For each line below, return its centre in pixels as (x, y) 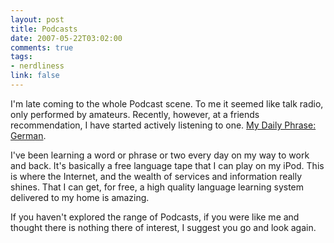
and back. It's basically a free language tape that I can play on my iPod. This (167, 165)
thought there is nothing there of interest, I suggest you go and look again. (163, 227)
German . (28, 135)
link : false (35, 76)
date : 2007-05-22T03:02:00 (66, 38)
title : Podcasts (44, 29)
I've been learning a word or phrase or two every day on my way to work (160, 155)
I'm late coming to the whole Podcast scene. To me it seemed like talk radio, (167, 103)
